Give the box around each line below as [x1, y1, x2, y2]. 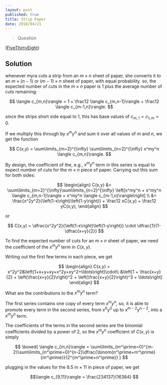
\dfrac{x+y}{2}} [64, 228, 97, 234]
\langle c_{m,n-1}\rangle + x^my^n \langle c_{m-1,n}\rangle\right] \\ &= [12, 193, 157, 199]
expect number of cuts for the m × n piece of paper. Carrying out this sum [5, 167, 158, 173]
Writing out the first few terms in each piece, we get [5, 253, 113, 260]
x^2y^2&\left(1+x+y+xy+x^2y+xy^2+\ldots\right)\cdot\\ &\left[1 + [7, 269, 139, 275]
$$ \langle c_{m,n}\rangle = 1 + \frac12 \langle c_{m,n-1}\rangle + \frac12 [9, 98, 159, 104]
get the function [5, 136, 39, 142]
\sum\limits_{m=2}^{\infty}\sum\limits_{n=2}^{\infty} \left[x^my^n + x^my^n [7, 187, 161, 193]
